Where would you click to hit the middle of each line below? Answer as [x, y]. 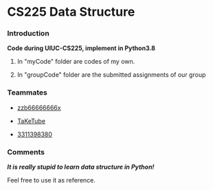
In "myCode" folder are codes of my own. [76, 62]
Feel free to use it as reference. [52, 180]
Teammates [27, 93]
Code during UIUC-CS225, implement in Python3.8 [81, 48]
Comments [26, 152]
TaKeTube [31, 121]
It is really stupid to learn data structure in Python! [81, 167]
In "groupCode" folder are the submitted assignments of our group [111, 75]
